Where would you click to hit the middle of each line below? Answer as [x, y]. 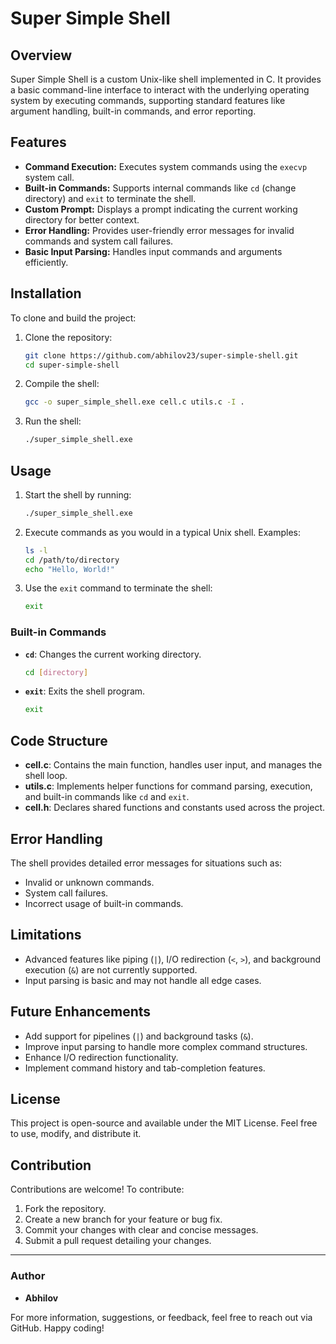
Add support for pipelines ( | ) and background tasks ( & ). [139, 1036]
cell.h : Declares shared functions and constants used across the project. [175, 808]
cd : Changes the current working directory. [113, 654]
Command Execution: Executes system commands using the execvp [166, 166]
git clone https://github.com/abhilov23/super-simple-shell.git [161, 355]
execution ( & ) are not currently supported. [111, 969]
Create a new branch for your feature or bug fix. [123, 1219]
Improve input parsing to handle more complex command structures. [166, 1046]
